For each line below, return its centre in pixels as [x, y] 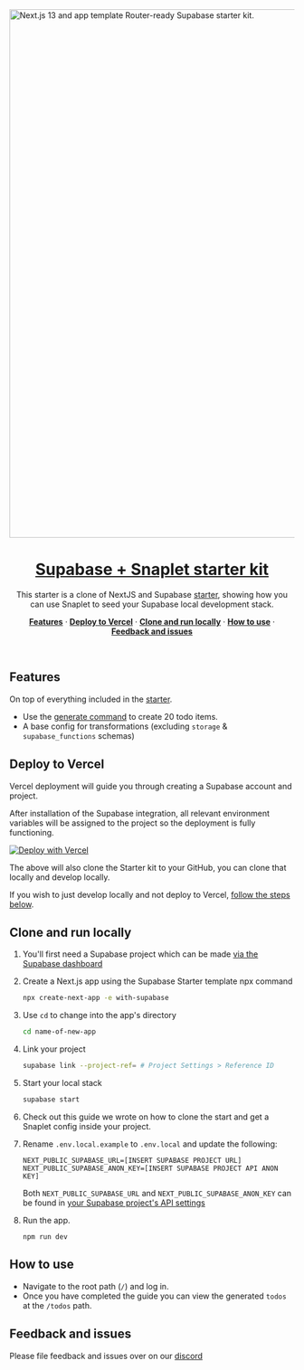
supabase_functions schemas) [79, 735]
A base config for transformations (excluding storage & [125, 726]
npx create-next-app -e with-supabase [95, 998]
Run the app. [46, 1220]
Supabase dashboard [62, 964]
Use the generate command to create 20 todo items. [120, 716]
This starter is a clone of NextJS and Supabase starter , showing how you [152, 594]
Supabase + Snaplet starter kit [152, 570]
